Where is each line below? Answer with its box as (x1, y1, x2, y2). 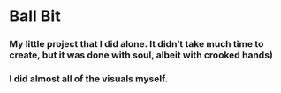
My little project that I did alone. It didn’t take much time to (9, 38, 264, 50)
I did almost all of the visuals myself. (9, 73, 169, 85)
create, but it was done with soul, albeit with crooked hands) (9, 49, 274, 61)
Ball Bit (9, 6, 61, 27)
